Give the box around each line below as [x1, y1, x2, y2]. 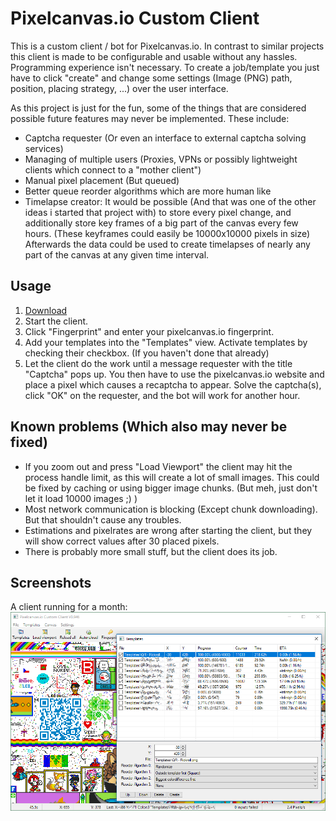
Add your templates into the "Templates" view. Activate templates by [24, 336, 308, 348]
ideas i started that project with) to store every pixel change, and [24, 206, 292, 218]
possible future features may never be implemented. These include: [10, 112, 290, 124]
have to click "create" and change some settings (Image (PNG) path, [10, 72, 293, 84]
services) [24, 142, 64, 154]
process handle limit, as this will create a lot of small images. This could [24, 471, 320, 483]
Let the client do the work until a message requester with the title [24, 357, 293, 369]
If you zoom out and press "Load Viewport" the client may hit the [24, 460, 293, 472]
